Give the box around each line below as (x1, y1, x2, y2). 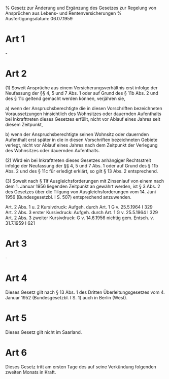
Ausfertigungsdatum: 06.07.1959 (5, 16, 73, 21)
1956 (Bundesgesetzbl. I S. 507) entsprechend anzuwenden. (5, 194, 132, 200)
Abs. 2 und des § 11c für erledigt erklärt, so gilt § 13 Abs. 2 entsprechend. (5, 168, 158, 174)
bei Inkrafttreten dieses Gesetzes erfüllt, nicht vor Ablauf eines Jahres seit (5, 116, 161, 122)
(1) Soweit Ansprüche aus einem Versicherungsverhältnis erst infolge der (5, 84, 158, 91)
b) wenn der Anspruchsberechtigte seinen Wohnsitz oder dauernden (5, 131, 149, 137)
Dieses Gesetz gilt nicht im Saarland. (5, 329, 82, 335)
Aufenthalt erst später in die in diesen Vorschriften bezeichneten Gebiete (5, 136, 158, 143)
